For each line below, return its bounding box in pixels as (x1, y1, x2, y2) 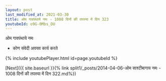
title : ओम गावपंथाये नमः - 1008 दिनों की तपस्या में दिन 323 (5, 17, 109, 22)
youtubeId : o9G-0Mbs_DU (5, 21, 56, 27)
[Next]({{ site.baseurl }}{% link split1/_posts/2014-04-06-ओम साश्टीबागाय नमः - (5, 65, 161, 71)
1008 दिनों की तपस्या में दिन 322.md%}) (5, 71, 76, 77)
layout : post (5, 7, 33, 13)
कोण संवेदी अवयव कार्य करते (12, 45, 58, 51)
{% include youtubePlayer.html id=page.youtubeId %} (5, 55, 118, 61)
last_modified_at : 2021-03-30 (5, 12, 69, 17)
